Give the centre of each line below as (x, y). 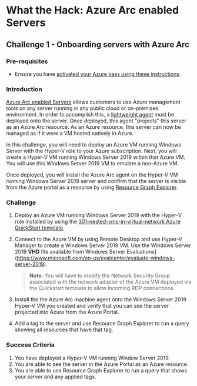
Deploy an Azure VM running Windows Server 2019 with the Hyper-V (98, 215)
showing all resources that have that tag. (64, 330)
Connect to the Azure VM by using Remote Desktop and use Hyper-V (98, 239)
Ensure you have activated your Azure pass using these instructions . (98, 74)
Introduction (24, 89)
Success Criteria (30, 345)
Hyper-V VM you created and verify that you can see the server (92, 306)
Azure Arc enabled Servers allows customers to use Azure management (94, 102)
